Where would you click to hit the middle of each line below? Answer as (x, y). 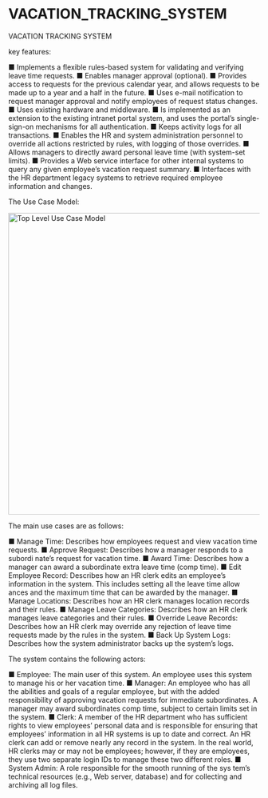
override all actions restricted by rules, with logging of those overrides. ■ (129, 143)
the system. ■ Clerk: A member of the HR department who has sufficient (128, 716)
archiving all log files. (43, 784)
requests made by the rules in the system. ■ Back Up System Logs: (120, 635)
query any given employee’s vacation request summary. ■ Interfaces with (130, 169)
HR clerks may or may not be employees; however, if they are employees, (129, 751)
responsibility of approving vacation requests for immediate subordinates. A (133, 700)
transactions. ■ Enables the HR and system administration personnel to (126, 135)
